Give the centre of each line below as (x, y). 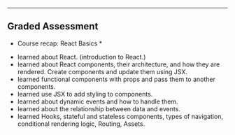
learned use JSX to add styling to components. (85, 94)
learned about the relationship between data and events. (99, 108)
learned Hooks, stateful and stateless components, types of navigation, (120, 116)
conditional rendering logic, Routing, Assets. (81, 124)
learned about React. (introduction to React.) (81, 57)
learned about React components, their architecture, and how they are (119, 64)
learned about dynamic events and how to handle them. (98, 101)
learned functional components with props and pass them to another (116, 79)
